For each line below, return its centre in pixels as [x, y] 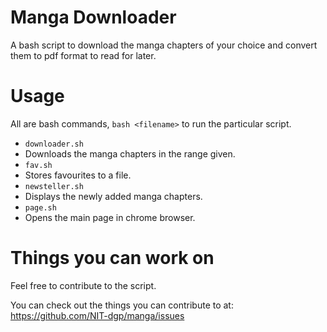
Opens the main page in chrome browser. [110, 217]
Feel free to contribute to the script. [83, 285]
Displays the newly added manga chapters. [113, 196]
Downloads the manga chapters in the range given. [130, 153]
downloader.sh [54, 144]
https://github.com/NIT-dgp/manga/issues [97, 315]
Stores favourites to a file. [78, 175]
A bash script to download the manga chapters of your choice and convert [164, 45]
